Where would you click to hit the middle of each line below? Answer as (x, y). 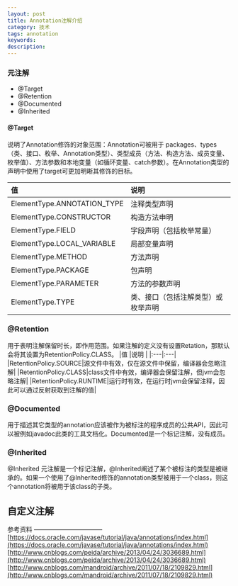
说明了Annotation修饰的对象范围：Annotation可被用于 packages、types (112, 144)
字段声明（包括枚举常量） (173, 230)
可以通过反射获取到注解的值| (55, 390)
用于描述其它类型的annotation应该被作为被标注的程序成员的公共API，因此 (115, 425)
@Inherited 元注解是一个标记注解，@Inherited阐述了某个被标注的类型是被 (114, 469)
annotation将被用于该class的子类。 (64, 487)
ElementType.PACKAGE (50, 270)
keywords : (22, 40)
